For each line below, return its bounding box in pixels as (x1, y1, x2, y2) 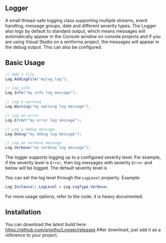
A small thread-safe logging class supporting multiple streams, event (5, 17, 148, 23)
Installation (5, 208, 41, 216)
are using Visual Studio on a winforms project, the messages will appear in (5, 39, 159, 45)
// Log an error (5, 113, 39, 118)
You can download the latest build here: (5, 221, 87, 227)
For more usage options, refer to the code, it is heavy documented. (5, 193, 144, 199)
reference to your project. (5, 232, 59, 238)
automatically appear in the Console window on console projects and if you (5, 33, 161, 39)
